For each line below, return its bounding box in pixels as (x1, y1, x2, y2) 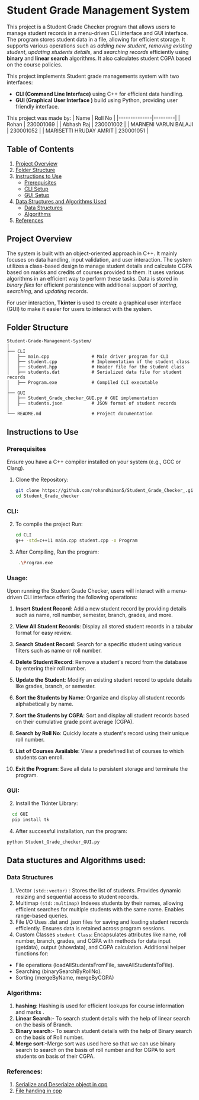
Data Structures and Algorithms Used (15, 198, 107, 205)
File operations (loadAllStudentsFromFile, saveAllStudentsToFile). (15, 961, 174, 968)
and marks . (15, 1008, 45, 1015)
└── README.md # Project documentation (7, 411, 153, 417)
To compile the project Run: (15, 520, 83, 528)
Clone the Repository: (15, 476, 69, 484)
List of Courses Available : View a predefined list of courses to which (15, 748, 184, 755)
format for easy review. (15, 630, 72, 637)
